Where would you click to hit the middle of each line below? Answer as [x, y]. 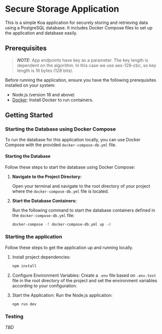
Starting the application [34, 237]
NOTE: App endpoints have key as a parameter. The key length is [82, 60]
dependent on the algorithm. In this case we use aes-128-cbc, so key [87, 65]
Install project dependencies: [41, 257]
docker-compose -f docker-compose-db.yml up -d [61, 224]
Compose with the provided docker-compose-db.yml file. [61, 145]
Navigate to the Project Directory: [47, 177]
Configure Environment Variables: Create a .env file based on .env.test [84, 275]
